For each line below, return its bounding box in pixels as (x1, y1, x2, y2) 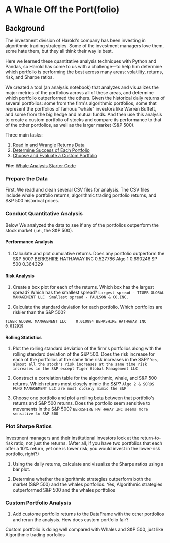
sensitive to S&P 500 (12, 411, 58, 416)
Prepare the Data (5, 175, 48, 182)
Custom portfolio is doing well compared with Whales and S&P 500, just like (5, 526, 164, 532)
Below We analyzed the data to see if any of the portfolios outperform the (5, 222, 159, 228)
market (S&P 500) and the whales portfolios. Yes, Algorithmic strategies (12, 481, 163, 487)
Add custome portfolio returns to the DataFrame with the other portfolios (12, 511, 164, 517)
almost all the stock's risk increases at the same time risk (12, 362, 147, 367)
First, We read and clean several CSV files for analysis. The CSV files (5, 187, 150, 193)
